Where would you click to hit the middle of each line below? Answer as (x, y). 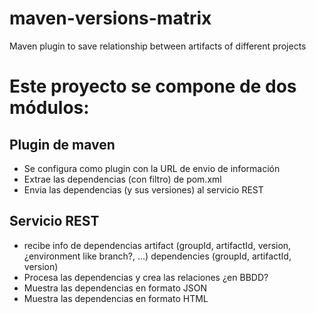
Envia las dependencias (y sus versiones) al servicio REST (143, 189)
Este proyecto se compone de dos (153, 86)
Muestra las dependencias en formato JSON (115, 288)
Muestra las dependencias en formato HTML (116, 298)
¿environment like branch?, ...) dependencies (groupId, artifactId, (157, 256)
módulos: (49, 108)
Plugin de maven (62, 144)
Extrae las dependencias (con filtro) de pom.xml (122, 179)
